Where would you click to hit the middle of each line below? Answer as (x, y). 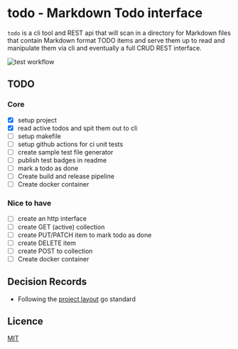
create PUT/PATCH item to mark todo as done (85, 235)
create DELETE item (47, 243)
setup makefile (39, 136)
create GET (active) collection (61, 226)
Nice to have (29, 203)
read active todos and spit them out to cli (77, 128)
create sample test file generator (65, 152)
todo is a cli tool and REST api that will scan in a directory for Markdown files (119, 33)
